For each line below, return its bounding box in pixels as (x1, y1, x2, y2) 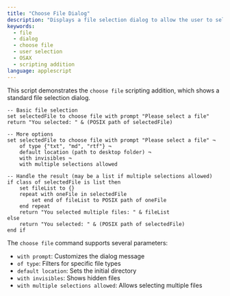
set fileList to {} (19, 184, 75, 192)
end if (7, 227, 26, 234)
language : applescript (7, 67, 72, 74)
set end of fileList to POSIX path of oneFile (31, 197, 167, 203)
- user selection (13, 49, 63, 56)
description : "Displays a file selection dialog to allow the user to (7, 16, 213, 23)
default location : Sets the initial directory (16, 267, 137, 275)
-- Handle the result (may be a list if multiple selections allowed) (7, 173, 213, 180)
